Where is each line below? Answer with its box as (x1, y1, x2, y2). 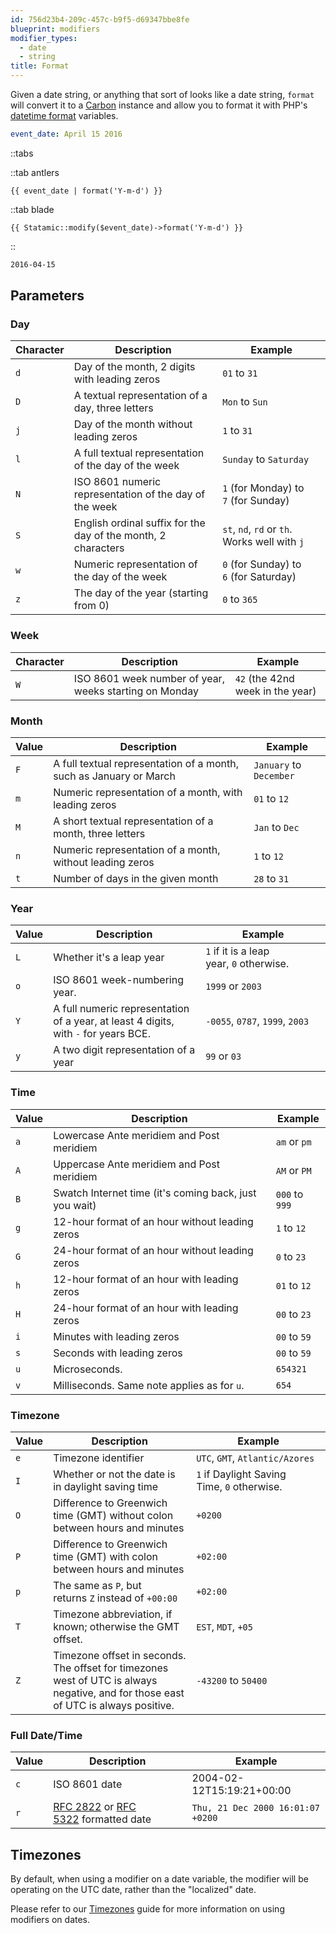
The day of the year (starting (73, 586, 209, 600)
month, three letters (53, 827, 146, 841)
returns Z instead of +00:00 (53, 1591, 178, 1605)
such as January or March (53, 769, 176, 783)
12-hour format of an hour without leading (53, 1214, 254, 1228)
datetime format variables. (10, 110, 119, 121)
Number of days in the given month (53, 872, 219, 886)
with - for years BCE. (53, 1027, 151, 1041)
